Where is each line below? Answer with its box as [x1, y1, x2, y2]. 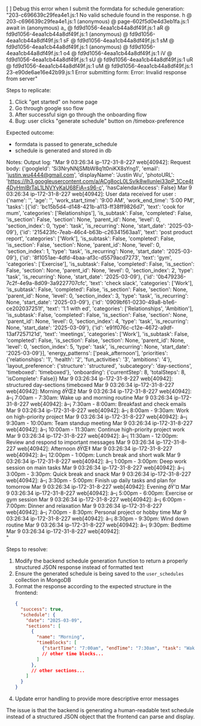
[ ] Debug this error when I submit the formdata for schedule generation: [6, 5, 185, 12]
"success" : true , [20, 606, 64, 612]
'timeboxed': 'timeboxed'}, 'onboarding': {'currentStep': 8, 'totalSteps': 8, [6, 368, 186, 376]
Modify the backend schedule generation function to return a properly [14, 557, 188, 564]
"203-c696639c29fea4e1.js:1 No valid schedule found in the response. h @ [6, 11, 192, 19]
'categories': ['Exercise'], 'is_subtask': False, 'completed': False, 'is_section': [6, 261, 194, 267]
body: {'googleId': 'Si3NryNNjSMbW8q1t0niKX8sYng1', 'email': [6, 165, 160, 172]
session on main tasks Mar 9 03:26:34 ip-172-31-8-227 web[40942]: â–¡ [6, 464, 185, 471]
